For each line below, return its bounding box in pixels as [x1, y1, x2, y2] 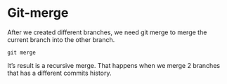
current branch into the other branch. [7, 35, 115, 43]
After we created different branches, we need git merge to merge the [7, 28, 207, 36]
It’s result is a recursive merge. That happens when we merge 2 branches [7, 61, 220, 69]
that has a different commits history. [7, 69, 112, 77]
